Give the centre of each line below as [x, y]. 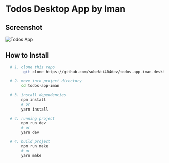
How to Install [27, 55]
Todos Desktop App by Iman [65, 9]
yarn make [31, 155]
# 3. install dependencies [38, 95]
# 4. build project [30, 142]
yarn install [35, 109]
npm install [33, 100]
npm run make [35, 146]
